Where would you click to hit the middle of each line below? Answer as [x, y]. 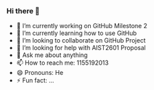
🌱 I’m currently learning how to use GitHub [76, 33]
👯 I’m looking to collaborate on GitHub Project [81, 41]
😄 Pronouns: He [40, 73]
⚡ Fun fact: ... [35, 80]
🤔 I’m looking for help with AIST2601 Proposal [81, 48]
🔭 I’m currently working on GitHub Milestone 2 [82, 26]
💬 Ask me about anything [52, 55]
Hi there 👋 [23, 11]
